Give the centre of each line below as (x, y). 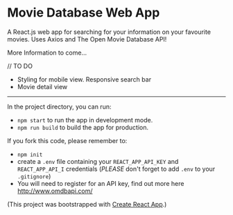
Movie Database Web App (84, 13)
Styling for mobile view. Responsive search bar (84, 79)
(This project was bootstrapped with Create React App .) (87, 204)
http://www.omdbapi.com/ (55, 191)
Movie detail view (42, 86)
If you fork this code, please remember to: (67, 140)
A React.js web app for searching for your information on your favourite (109, 32)
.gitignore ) (34, 176)
